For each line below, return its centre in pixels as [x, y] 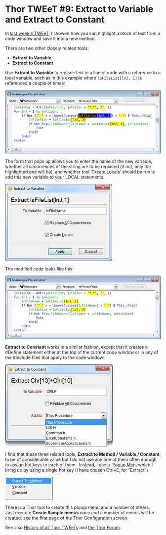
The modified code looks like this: [40, 268]
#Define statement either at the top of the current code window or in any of [82, 352]
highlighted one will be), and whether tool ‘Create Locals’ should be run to [80, 172]
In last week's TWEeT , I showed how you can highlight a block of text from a [83, 33]
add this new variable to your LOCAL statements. [55, 177]
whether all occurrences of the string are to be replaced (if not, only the [78, 166]
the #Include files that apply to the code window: [55, 357]
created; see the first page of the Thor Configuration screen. [67, 518]
